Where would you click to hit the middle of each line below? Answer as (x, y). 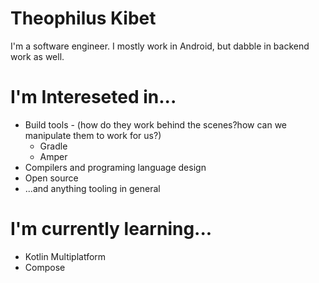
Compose (45, 267)
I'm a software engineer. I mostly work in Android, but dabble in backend (160, 46)
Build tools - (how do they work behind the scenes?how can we (155, 124)
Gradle (53, 146)
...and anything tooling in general (92, 188)
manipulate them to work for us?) (93, 135)
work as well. (37, 56)
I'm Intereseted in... (93, 97)
